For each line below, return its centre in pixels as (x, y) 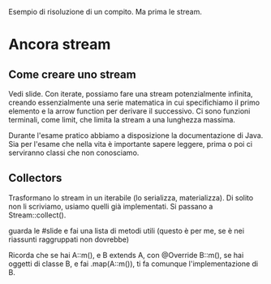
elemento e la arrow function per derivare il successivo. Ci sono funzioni (129, 111)
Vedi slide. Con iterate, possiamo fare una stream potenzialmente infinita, (131, 94)
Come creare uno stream (72, 74)
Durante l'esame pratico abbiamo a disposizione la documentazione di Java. (136, 136)
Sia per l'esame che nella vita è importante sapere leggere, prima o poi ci (131, 144)
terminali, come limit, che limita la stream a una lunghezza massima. (122, 120)
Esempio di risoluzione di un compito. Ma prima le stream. (105, 12)
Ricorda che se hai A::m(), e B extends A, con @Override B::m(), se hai (126, 255)
